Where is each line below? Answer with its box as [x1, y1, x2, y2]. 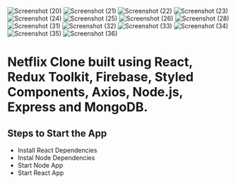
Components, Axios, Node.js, [7, 84, 184, 100]
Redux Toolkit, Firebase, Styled [7, 69, 194, 85]
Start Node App [17, 161, 64, 169]
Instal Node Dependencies [17, 154, 95, 162]
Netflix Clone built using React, [7, 54, 193, 70]
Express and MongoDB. [7, 99, 148, 115]
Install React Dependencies [17, 146, 98, 154]
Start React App [17, 168, 64, 177]
